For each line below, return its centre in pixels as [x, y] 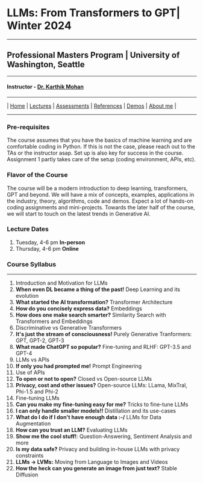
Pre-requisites [28, 127]
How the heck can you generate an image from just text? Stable [96, 469]
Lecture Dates [28, 229]
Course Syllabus [32, 264]
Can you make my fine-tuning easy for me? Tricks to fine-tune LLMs [102, 405]
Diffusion [27, 475]
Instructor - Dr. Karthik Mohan [45, 87]
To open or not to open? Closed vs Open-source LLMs [84, 379]
